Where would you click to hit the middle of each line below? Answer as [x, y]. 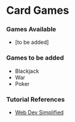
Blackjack [27, 71]
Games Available [31, 29]
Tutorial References [35, 99]
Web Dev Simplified [39, 112]
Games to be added [35, 58]
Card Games [38, 11]
